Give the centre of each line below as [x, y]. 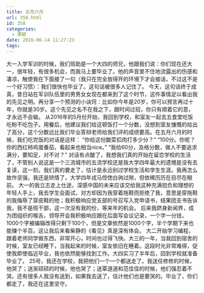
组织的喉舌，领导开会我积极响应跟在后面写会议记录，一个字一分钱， [102, 215]
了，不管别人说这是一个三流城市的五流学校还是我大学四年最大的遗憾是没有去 [102, 162]
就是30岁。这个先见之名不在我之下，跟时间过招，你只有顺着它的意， [108, 109]
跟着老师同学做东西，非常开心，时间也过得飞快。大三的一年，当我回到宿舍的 [102, 238]
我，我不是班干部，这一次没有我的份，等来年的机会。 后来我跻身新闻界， [97, 207]
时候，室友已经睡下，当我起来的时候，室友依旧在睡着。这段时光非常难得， [99, 246]
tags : [13, 46]
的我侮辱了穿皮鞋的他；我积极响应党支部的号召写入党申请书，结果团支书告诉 [102, 200]
